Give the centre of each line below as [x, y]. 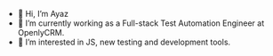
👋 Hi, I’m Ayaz [43, 14]
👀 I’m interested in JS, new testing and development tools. [124, 42]
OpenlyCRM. [41, 32]
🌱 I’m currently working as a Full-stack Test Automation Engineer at [141, 23]
